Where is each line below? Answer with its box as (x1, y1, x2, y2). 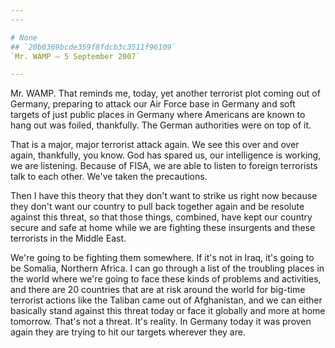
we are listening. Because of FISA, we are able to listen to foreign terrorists (10, 160, 318, 172)
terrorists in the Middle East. (10, 232, 127, 245)
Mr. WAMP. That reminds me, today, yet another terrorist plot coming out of (10, 87, 321, 100)
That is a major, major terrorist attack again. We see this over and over (10, 139, 300, 151)
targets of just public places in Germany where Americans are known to (10, 109, 306, 121)
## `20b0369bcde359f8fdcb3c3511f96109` (10, 42, 177, 52)
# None (10, 32, 38, 43)
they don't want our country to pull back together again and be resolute (10, 201, 305, 213)
